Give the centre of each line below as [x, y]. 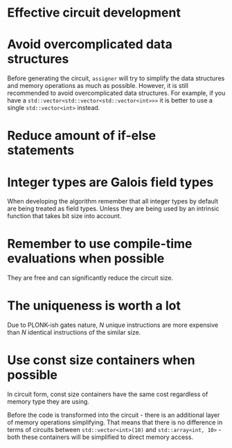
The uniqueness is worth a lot [94, 306]
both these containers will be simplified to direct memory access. [100, 437]
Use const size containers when [101, 360]
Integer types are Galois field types [110, 182]
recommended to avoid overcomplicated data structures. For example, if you [116, 93]
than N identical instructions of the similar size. [74, 332]
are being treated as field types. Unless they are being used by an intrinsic [113, 208]
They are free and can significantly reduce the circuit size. [90, 278]
